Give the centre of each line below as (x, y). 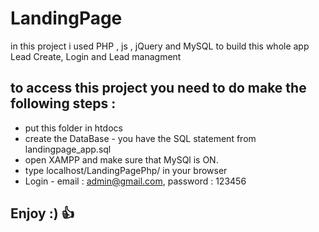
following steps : (63, 103)
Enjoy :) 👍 (42, 213)
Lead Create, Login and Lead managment (96, 56)
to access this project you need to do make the (158, 88)
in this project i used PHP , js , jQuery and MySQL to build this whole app (160, 46)
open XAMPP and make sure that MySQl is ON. (121, 159)
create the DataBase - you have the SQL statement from (140, 138)
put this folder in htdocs (73, 128)
